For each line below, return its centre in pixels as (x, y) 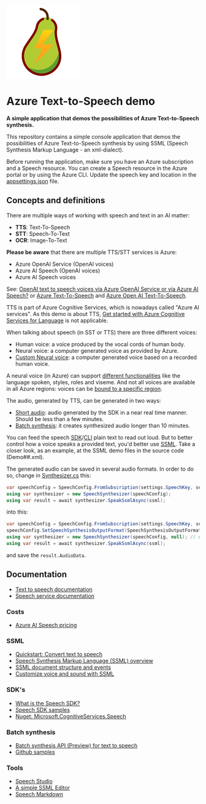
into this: (17, 512)
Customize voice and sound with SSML (65, 674)
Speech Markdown (39, 794)
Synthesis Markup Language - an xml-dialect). (65, 150)
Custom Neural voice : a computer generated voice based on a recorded (106, 357)
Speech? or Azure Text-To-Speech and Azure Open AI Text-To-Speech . (97, 295)
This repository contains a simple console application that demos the (93, 136)
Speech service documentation (55, 596)
